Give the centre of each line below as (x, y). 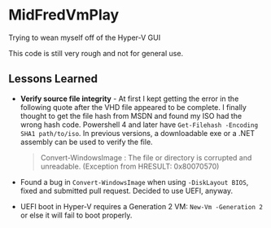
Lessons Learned (53, 79)
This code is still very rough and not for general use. (96, 53)
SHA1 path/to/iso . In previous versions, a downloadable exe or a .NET (138, 133)
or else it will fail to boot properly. (76, 215)
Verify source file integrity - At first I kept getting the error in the (129, 99)
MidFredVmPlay (64, 15)
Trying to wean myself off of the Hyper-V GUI (85, 37)
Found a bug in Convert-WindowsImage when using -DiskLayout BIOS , (134, 182)
